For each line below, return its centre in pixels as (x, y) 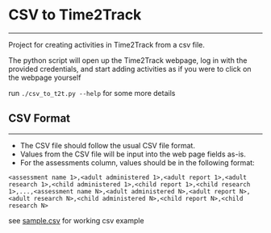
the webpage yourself (45, 77)
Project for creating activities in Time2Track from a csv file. (107, 44)
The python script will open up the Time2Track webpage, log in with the (128, 60)
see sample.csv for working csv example (76, 220)
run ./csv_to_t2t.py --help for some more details (92, 93)
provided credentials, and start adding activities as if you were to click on (130, 69)
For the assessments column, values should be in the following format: (138, 162)
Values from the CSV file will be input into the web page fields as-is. (133, 154)
